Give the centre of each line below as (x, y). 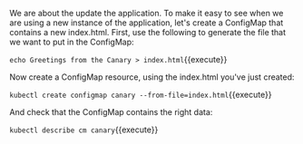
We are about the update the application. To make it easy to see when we (147, 13)
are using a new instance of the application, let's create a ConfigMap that (147, 23)
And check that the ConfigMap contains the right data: (111, 112)
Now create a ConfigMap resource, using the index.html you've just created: (152, 77)
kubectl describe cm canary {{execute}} (84, 130)
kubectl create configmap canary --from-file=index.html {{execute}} (141, 95)
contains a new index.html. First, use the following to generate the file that (148, 32)
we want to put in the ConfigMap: (72, 42)
